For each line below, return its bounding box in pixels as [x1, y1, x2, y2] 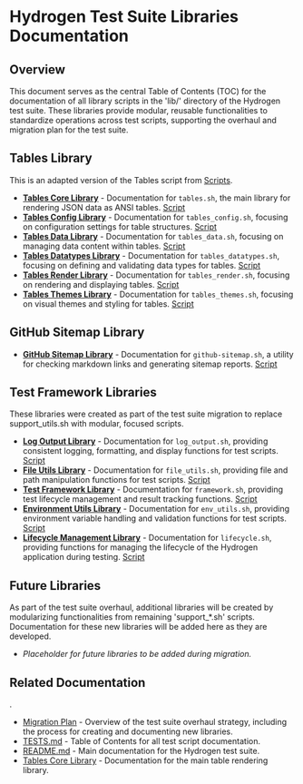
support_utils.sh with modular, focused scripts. [9, 418, 184, 429]
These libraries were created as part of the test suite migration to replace [9, 408, 283, 419]
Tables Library [9, 151, 93, 166]
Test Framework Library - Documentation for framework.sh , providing [22, 484, 284, 495]
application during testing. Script [22, 552, 145, 563]
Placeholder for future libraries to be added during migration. [22, 649, 252, 660]
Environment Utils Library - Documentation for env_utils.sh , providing [22, 504, 290, 514]
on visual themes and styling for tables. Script [22, 298, 194, 309]
